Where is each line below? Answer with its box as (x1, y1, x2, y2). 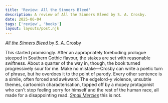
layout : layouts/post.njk (5, 26, 59, 31)
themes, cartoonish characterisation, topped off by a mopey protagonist (5, 81, 154, 88)
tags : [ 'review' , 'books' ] (5, 21, 62, 27)
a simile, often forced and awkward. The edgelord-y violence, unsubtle (5, 76, 152, 82)
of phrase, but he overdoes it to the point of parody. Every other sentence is (5, 71, 162, 77)
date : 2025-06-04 (5, 17, 42, 22)
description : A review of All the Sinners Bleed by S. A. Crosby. (5, 12, 147, 17)
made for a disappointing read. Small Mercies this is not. (5, 92, 122, 98)
